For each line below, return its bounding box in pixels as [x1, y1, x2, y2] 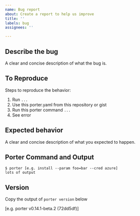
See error [12, 112, 31, 118]
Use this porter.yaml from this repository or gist [12, 101, 107, 107]
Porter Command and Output [5, 153, 94, 161]
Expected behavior [5, 126, 63, 134]
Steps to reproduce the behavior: [5, 87, 71, 93]
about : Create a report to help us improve [5, 12, 94, 17]
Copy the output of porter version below [5, 196, 88, 202]
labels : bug [5, 20, 29, 26]
